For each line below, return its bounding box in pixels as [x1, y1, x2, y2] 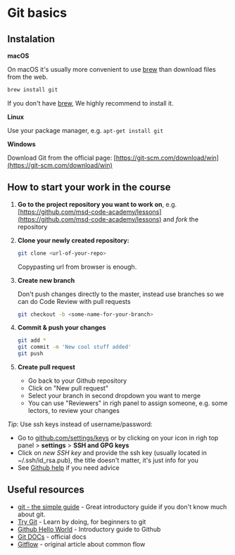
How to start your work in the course [7, 181, 171, 193]
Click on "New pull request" [27, 384, 109, 393]
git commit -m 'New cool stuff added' [17, 343, 132, 351]
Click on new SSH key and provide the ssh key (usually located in [17, 449, 208, 457]
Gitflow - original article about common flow [17, 540, 146, 548]
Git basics [7, 5, 68, 21]
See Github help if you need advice [17, 464, 120, 472]
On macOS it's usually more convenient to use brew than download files [7, 65, 216, 73]
